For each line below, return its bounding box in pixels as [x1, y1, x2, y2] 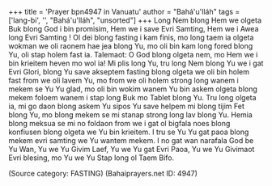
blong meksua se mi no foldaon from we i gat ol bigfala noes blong [8, 119, 231, 128]
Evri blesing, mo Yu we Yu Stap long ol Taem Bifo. [8, 153, 175, 163]
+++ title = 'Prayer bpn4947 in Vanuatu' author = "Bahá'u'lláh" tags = [8, 7, 240, 16]
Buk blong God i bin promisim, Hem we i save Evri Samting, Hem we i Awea [8, 24, 259, 33]
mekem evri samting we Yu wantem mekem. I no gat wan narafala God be [8, 136, 254, 145]
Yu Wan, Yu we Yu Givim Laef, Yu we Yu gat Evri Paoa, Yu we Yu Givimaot [8, 145, 255, 154]
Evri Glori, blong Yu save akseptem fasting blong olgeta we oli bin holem [8, 67, 249, 76]
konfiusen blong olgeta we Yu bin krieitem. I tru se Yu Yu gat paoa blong [8, 127, 249, 137]
